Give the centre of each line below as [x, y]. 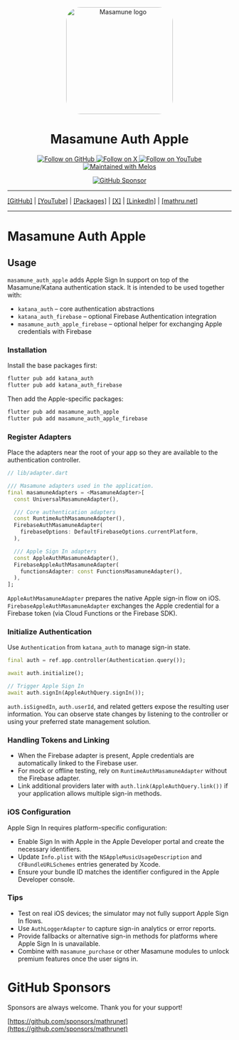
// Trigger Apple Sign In [46, 686]
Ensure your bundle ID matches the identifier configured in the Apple [118, 872]
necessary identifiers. [49, 849]
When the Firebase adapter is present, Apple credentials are [106, 755]
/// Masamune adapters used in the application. [81, 486]
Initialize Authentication [50, 632]
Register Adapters [39, 437]
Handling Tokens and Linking [59, 740]
